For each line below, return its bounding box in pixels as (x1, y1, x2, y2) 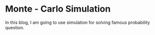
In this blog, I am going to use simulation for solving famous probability (5, 19, 150, 25)
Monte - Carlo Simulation (5, 3, 111, 15)
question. (5, 24, 25, 30)
